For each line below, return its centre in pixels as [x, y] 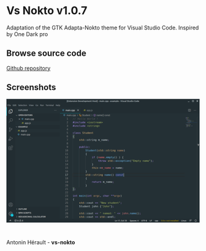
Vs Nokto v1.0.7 [47, 11]
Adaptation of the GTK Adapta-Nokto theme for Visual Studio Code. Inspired [103, 28]
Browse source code [47, 54]
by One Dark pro [27, 34]
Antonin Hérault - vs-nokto [41, 242]
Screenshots [31, 87]
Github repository [29, 68]
